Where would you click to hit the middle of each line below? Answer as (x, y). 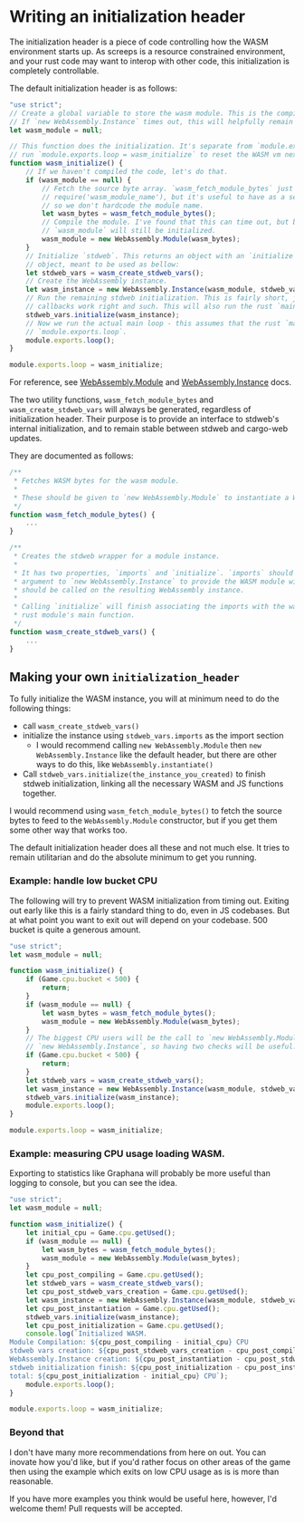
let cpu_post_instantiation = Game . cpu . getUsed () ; (123, 1308)
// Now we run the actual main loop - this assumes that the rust (153, 323)
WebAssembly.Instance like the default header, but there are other (157, 755)
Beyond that (37, 1432)
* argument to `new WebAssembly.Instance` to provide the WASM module (149, 582)
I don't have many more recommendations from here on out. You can (138, 1452)
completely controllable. (54, 71)
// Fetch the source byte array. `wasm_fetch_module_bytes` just (168, 188)
